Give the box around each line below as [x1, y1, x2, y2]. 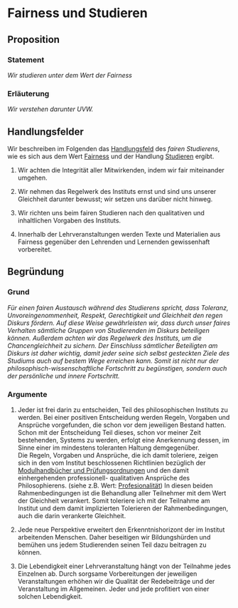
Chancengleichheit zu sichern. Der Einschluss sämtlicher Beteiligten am [7, 341, 218, 350]
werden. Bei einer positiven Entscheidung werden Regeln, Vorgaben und [17, 413, 230, 421]
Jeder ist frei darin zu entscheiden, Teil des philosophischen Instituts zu [17, 405, 229, 414]
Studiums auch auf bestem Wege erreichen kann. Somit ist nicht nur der [7, 356, 219, 365]
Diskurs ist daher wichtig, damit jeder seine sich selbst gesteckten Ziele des [7, 349, 229, 357]
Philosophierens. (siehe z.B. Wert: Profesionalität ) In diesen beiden [17, 481, 213, 490]
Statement [7, 55, 45, 65]
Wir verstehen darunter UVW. [7, 105, 94, 113]
